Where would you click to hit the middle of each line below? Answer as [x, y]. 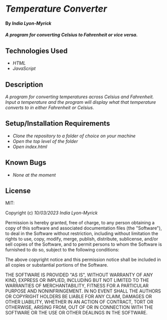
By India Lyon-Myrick [28, 23]
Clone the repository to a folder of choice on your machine [74, 136]
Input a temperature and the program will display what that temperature [81, 102]
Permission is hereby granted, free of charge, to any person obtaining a [80, 223]
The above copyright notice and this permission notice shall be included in [83, 259]
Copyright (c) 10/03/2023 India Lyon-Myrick [52, 213]
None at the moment [34, 175]
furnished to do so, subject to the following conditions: [62, 250]
